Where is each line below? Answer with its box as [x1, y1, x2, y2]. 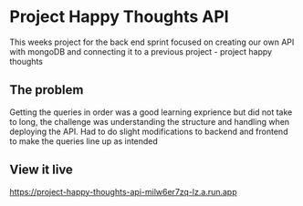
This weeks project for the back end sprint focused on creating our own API [9, 36, 295, 47]
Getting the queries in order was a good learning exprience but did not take [9, 107, 293, 118]
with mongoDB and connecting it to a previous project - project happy [9, 46, 272, 57]
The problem [9, 82, 84, 98]
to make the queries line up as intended [9, 135, 158, 147]
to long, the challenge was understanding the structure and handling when [9, 116, 290, 127]
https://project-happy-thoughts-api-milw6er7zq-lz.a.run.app [9, 186, 237, 197]
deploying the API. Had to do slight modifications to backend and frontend [9, 126, 288, 137]
